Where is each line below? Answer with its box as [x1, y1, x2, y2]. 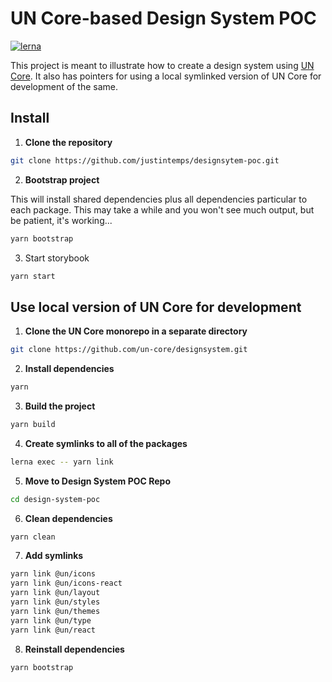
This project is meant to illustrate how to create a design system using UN [10, 59, 315, 71]
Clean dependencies [24, 512, 113, 524]
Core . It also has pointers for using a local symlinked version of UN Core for [10, 70, 322, 82]
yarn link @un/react [10, 625, 97, 635]
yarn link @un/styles [10, 597, 101, 607]
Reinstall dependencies [24, 643, 125, 655]
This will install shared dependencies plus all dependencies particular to [10, 193, 308, 205]
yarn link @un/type [10, 615, 92, 626]
